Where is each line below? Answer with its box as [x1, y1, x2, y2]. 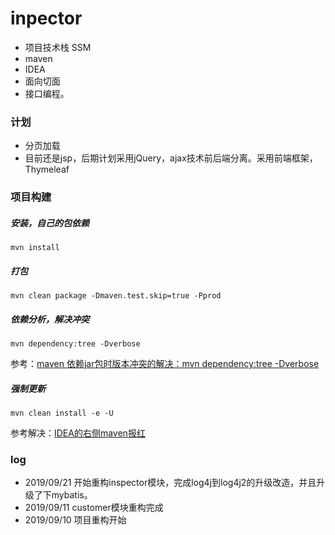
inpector [10, 7, 83, 30]
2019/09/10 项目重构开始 [24, 514, 127, 526]
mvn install [10, 243, 60, 253]
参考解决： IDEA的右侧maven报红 [10, 427, 146, 439]
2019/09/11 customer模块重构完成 [24, 502, 164, 514]
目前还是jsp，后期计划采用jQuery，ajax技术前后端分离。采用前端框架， [24, 152, 318, 164]
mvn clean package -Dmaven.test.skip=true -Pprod [10, 291, 222, 301]
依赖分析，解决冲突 [10, 313, 90, 325]
